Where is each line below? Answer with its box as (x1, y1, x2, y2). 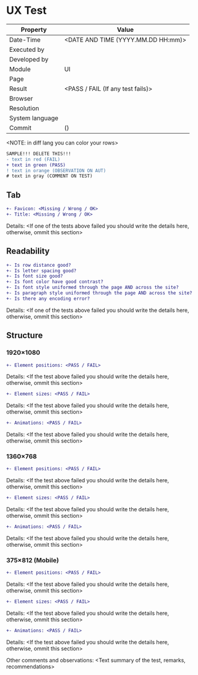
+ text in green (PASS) (6, 162, 66, 168)
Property (20, 25, 47, 34)
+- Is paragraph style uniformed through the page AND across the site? (6, 290, 193, 296)
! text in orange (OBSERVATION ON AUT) (6, 167, 107, 173)
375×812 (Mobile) (6, 556, 59, 564)
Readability (6, 246, 50, 257)
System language (9, 114, 59, 122)
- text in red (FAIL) (6, 156, 61, 163)
